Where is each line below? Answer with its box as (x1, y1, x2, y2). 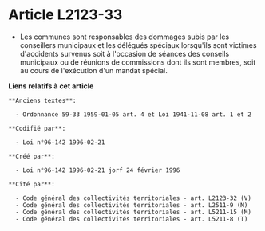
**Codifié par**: (8, 124, 66, 132)
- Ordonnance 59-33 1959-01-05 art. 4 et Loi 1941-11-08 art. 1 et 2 (15, 110, 251, 119)
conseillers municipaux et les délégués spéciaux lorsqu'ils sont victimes (19, 40, 257, 49)
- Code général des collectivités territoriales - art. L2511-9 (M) (15, 201, 248, 209)
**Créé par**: (8, 152, 56, 160)
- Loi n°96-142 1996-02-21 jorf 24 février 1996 (15, 166, 180, 174)
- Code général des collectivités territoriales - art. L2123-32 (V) (15, 194, 251, 202)
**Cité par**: (8, 180, 56, 188)
